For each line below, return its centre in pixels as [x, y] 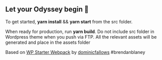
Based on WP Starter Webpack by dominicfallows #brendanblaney [75, 52]
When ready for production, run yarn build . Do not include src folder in [80, 32]
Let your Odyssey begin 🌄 [47, 9]
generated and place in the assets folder [48, 42]
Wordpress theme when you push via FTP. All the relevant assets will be [81, 37]
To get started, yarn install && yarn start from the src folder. [69, 21]
